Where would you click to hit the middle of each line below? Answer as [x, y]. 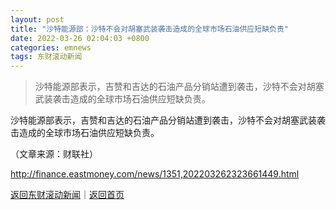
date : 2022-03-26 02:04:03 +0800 [80, 38]
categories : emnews [51, 47]
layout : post [37, 19]
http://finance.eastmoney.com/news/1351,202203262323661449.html [155, 174]
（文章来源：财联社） [54, 154]
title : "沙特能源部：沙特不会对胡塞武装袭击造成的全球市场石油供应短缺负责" [149, 29]
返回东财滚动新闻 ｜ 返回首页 [67, 195]
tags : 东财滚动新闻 [46, 57]
